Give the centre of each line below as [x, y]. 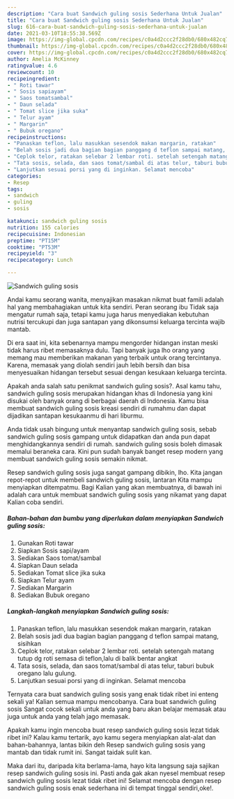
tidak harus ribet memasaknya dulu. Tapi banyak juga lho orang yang [106, 350]
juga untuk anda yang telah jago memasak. [69, 716]
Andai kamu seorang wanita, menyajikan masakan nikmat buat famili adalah [116, 300]
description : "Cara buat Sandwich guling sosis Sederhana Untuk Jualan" [115, 14]
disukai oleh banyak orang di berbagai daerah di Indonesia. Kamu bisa [108, 401]
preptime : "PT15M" [34, 241]
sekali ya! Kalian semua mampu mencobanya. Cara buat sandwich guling [112, 701]
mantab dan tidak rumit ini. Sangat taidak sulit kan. [79, 752]
